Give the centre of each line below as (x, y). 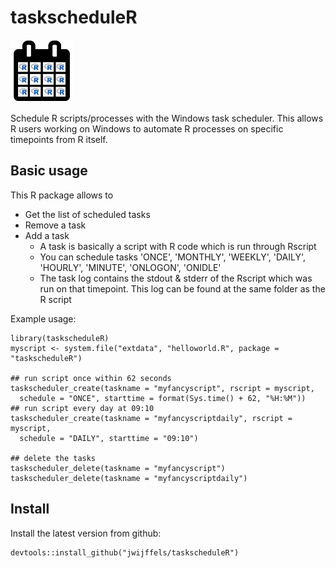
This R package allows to (62, 195)
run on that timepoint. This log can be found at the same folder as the (182, 288)
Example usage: (43, 318)
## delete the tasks (53, 458)
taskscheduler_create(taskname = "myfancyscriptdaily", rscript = (151, 418)
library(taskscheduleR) (60, 338)
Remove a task (55, 225)
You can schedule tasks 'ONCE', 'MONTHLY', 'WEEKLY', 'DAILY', (172, 257)
